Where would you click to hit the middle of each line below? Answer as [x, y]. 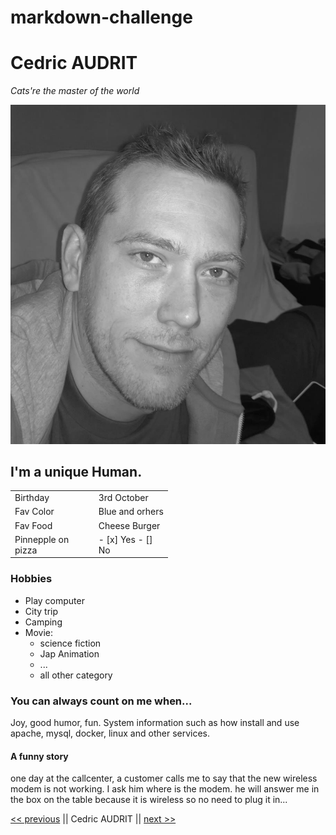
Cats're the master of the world [75, 91]
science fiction [70, 643]
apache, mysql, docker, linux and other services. [110, 733]
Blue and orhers [131, 512]
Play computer [54, 600]
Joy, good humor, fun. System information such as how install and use [155, 722]
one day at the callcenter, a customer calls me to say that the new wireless [164, 778]
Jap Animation [69, 653]
